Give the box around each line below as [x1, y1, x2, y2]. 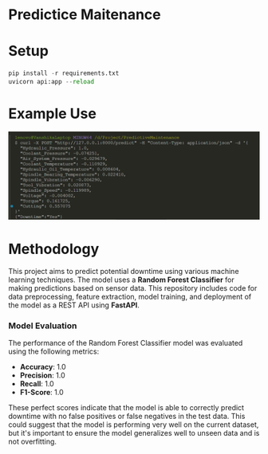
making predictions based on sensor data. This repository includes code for [8, 283, 258, 292]
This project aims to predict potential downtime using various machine [8, 266, 239, 276]
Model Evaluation [8, 320, 77, 331]
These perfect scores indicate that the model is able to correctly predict [8, 403, 245, 413]
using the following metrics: [8, 346, 100, 356]
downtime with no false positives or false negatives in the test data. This [8, 412, 246, 421]
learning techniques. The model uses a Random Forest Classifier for [8, 275, 235, 284]
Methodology [8, 241, 100, 258]
